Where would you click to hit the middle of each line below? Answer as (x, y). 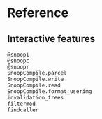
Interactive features (51, 39)
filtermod (22, 104)
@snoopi (19, 55)
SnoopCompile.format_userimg (50, 92)
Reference (38, 13)
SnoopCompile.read (34, 85)
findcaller (23, 110)
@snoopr (19, 67)
